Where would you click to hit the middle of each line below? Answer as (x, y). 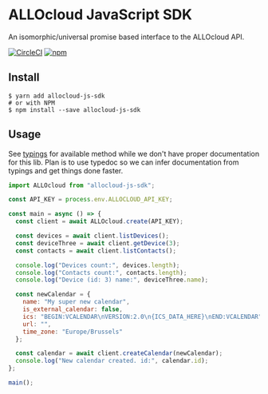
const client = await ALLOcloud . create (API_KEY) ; (99, 221)
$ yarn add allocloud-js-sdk (57, 96)
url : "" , (37, 324)
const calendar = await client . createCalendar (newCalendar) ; (119, 353)
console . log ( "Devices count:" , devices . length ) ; (98, 265)
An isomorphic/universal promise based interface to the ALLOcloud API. (126, 37)
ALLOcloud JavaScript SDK (100, 15)
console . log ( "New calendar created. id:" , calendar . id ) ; (112, 361)
